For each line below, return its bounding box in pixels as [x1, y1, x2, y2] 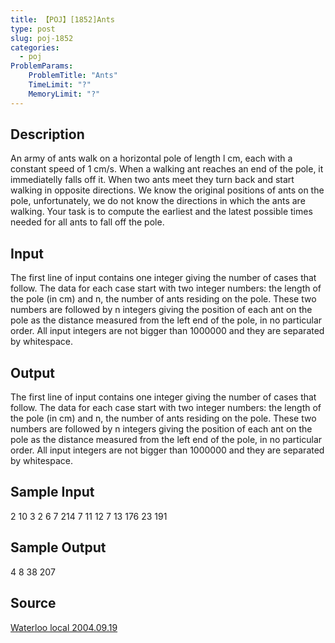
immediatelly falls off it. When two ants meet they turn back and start [10, 174, 295, 186]
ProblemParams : [10, 61, 74, 71]
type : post [10, 24, 56, 34]
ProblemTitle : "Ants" [28, 71, 118, 81]
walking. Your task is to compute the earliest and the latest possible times [10, 206, 313, 218]
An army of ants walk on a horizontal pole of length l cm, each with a [10, 152, 293, 165]
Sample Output [10, 539, 107, 556]
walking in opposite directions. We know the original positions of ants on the [10, 184, 325, 196]
